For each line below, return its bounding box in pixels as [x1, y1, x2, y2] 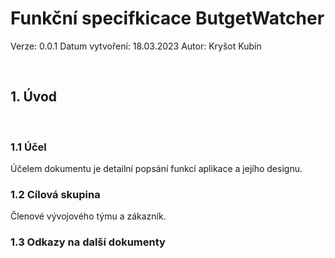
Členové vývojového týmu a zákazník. [10, 210, 167, 222]
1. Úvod [10, 88, 58, 106]
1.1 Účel [10, 140, 47, 154]
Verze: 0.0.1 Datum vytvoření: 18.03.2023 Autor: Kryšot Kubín [10, 40, 262, 52]
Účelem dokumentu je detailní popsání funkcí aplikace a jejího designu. [10, 163, 303, 175]
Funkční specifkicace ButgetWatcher [10, 7, 325, 30]
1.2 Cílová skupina [10, 187, 101, 201]
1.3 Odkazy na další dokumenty [10, 235, 166, 249]
